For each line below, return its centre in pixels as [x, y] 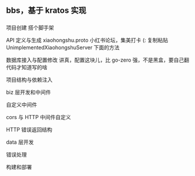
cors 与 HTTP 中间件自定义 [39, 117]
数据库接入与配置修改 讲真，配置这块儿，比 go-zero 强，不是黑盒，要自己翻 [98, 60]
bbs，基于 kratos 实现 [46, 11]
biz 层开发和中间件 [28, 92]
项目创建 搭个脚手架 [30, 28]
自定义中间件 [21, 105]
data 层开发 [20, 142]
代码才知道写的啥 [27, 67]
